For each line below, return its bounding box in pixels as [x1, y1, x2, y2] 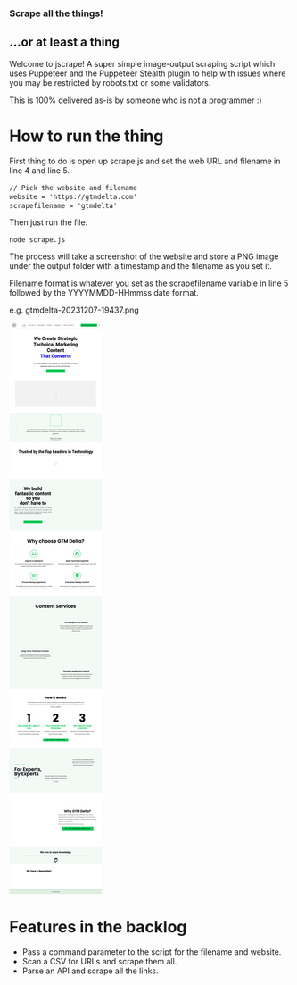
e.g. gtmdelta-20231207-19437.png [9, 305, 140, 315]
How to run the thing [9, 126, 164, 146]
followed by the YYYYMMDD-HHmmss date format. [9, 287, 199, 297]
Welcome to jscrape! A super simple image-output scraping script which [9, 58, 276, 69]
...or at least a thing [9, 35, 120, 50]
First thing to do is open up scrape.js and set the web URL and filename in [9, 155, 281, 166]
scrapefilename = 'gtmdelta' [9, 201, 118, 210]
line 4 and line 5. [9, 164, 70, 176]
